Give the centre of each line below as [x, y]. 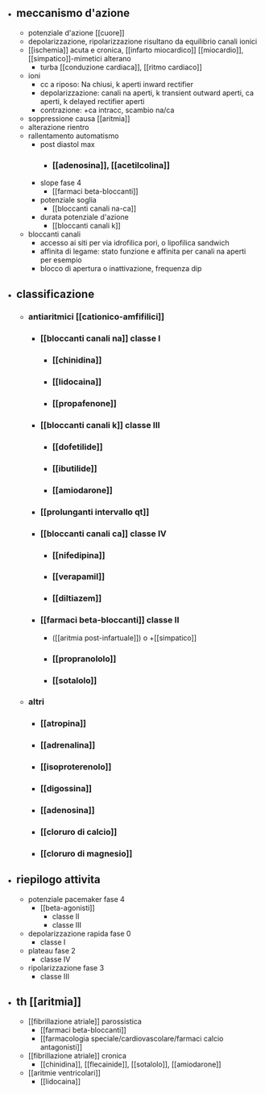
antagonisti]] [61, 1047]
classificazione [55, 294]
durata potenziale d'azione [84, 217]
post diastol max [67, 144]
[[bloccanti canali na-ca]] [94, 208]
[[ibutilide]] [75, 468]
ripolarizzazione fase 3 [66, 967]
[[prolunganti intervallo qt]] [95, 512]
